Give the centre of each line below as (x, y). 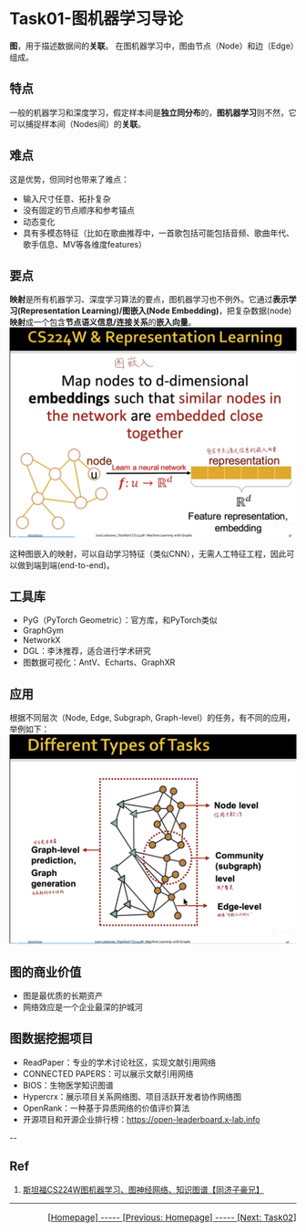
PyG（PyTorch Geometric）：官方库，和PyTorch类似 (120, 620)
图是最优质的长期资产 (62, 995)
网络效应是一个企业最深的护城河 (82, 1007)
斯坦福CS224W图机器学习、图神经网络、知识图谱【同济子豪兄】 (143, 1189)
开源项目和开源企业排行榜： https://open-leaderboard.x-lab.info (141, 1119)
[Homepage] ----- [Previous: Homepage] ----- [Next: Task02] (172, 1217)
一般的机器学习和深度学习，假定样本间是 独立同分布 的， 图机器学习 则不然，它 (153, 112)
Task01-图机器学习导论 (97, 19)
